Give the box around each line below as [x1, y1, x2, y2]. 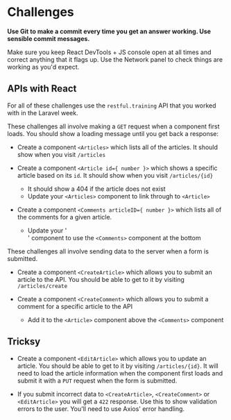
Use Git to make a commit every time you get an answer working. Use [7, 27, 212, 35]
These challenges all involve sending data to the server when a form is [7, 247, 209, 255]
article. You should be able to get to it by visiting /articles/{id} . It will [17, 362, 219, 370]
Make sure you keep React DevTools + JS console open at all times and [7, 48, 212, 56]
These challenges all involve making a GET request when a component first [7, 122, 220, 131]
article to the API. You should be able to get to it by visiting [17, 275, 185, 283]
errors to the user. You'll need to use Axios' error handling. [17, 404, 185, 413]
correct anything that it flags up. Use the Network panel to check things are [7, 55, 223, 63]
